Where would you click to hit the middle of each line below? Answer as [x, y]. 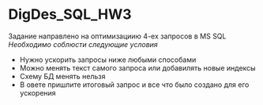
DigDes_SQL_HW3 [70, 14]
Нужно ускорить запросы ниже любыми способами [108, 60]
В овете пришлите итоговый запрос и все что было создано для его [134, 85]
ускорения [38, 92]
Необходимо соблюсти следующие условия [83, 44]
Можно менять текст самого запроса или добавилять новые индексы [137, 67]
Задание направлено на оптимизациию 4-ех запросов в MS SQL [117, 36]
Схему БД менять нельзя [62, 76]
